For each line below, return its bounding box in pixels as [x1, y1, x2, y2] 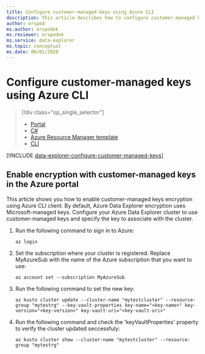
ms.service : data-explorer [6, 37, 75, 43]
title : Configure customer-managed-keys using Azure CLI [6, 9, 154, 15]
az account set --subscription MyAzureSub [15, 274, 125, 281]
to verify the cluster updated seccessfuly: [15, 325, 120, 332]
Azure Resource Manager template [30, 133, 118, 141]
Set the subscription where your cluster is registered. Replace [15, 249, 171, 257]
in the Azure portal [6, 179, 79, 190]
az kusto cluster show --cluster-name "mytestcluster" [15, 336, 158, 343]
